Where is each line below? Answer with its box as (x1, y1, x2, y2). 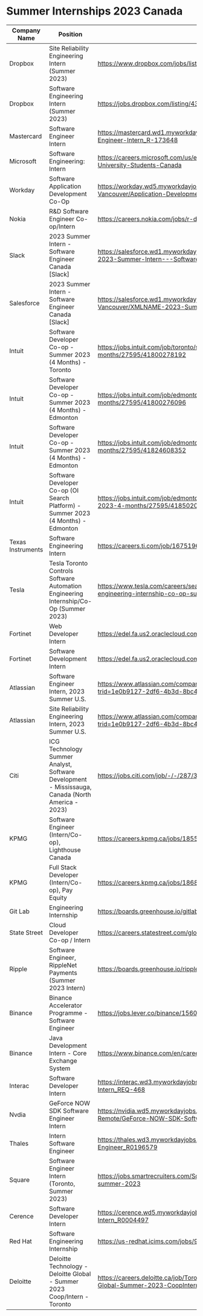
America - (49, 798, 79, 806)
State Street (9, 928, 43, 937)
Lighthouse (49, 845, 81, 854)
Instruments (9, 545, 43, 553)
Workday (9, 186, 35, 194)
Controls (49, 566, 74, 575)
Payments (49, 968, 77, 977)
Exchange (49, 1056, 77, 1065)
